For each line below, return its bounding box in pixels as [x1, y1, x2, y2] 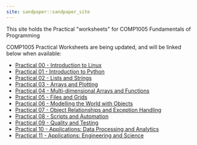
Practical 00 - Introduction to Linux [14, 61, 102, 69]
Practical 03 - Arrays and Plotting [14, 81, 98, 88]
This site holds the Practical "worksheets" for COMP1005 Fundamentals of [6, 25, 191, 32]
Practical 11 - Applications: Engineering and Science [14, 132, 144, 139]
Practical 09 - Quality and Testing [14, 119, 99, 126]
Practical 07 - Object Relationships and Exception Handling [14, 106, 161, 113]
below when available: [6, 49, 61, 57]
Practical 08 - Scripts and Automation [14, 113, 109, 120]
